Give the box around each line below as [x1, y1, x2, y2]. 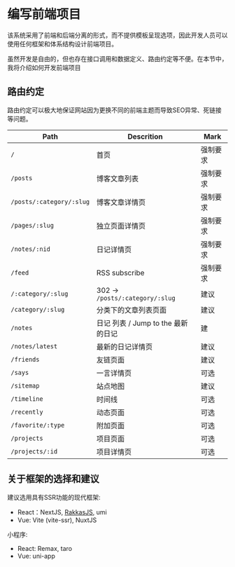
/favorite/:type [10, 421, 65, 429]
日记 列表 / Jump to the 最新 [97, 318, 188, 328]
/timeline [10, 395, 43, 403]
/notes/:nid [10, 245, 51, 253]
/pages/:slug [10, 221, 55, 229]
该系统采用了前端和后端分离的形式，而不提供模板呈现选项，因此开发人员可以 [7, 31, 228, 39]
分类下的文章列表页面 [97, 305, 167, 315]
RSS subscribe [97, 268, 145, 278]
